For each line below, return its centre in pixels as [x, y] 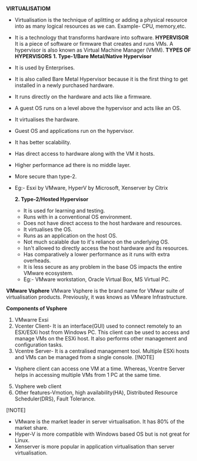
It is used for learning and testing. [64, 211]
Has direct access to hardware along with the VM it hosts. [84, 153]
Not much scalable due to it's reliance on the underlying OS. [96, 242]
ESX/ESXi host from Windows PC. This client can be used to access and [102, 332]
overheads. [37, 260]
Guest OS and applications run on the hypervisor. [74, 131]
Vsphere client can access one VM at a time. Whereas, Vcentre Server [100, 369]
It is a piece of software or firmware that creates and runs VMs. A [94, 44]
